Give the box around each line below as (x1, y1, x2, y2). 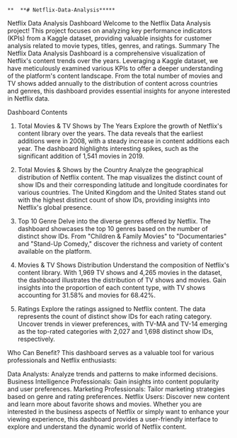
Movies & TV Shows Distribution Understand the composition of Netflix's (17, 261, 230, 269)
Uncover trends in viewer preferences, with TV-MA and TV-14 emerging (17, 320, 228, 328)
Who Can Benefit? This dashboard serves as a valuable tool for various (7, 349, 214, 356)
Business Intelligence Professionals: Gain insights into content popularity (7, 377, 219, 386)
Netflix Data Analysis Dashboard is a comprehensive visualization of (7, 49, 206, 57)
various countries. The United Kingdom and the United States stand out (17, 189, 226, 196)
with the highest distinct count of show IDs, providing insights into (17, 196, 210, 204)
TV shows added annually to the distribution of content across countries (7, 79, 218, 87)
